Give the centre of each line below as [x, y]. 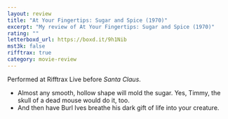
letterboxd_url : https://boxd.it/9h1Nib [67, 40]
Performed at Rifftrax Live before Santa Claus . [74, 79]
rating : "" [23, 33]
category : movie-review [42, 59]
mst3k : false [26, 46]
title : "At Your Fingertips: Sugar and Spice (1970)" [88, 20]
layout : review [29, 14]
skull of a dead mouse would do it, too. [73, 100]
